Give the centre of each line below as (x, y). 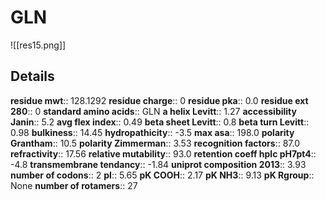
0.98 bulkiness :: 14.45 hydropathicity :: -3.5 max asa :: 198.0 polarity (152, 132)
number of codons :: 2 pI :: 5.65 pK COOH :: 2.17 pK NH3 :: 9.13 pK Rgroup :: (162, 175)
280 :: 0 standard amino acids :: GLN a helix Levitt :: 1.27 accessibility (153, 111)
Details (32, 76)
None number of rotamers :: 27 (74, 185)
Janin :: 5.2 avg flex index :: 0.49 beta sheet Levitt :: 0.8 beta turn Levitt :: (160, 122)
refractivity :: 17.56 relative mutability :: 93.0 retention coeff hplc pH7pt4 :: (163, 153)
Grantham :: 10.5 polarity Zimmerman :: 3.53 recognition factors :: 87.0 (155, 143)
